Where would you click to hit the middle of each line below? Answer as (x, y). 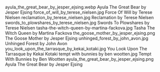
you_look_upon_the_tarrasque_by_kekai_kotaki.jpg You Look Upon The (76, 49)
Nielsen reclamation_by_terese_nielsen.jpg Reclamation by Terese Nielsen (80, 17)
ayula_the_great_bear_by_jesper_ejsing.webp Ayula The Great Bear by (76, 7)
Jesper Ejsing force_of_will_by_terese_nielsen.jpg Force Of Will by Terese (79, 12)
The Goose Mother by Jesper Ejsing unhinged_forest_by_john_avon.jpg (77, 38)
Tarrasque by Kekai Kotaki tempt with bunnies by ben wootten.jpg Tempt (78, 54)
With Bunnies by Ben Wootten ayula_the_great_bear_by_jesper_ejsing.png (80, 59)
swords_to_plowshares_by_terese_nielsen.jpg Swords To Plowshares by (77, 23)
